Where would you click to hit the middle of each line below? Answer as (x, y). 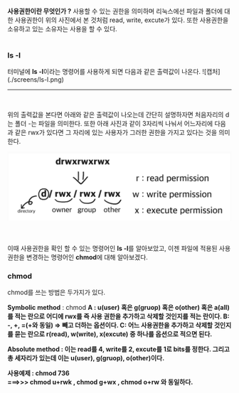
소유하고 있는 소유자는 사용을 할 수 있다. (62, 29)
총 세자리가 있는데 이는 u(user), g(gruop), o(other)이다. (86, 358)
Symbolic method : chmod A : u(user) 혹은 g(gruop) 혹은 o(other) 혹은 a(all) (118, 308)
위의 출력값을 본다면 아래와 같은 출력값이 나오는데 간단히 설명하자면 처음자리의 (116, 115)
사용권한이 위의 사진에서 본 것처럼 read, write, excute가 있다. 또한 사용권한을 (122, 20)
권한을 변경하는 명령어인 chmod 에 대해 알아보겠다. (78, 257)
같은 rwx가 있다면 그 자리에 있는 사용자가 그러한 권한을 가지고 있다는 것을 (116, 133)
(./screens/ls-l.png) (36, 80)
